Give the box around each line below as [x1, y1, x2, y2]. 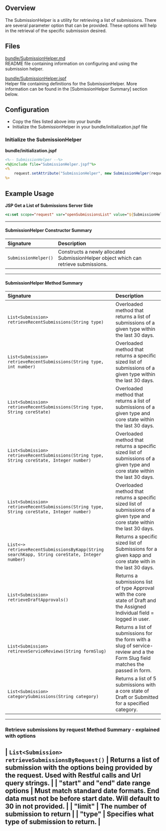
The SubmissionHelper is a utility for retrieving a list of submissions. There [5, 17, 157, 23]
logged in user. [115, 616, 151, 623]
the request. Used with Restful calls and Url [5, 771, 141, 779]
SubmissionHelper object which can [58, 255, 142, 261]
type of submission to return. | [5, 818, 101, 826]
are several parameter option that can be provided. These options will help [5, 22, 157, 28]
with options [5, 732, 36, 739]
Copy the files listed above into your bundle [12, 119, 101, 124]
